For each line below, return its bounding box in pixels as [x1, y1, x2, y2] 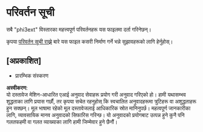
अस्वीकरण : [6, 84, 29, 91]
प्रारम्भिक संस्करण [15, 72, 49, 79]
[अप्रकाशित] [6, 56, 41, 66]
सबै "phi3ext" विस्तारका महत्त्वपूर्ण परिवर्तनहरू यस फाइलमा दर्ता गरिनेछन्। [6, 25, 152, 33]
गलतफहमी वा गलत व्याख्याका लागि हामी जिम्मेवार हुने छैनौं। [6, 118, 118, 125]
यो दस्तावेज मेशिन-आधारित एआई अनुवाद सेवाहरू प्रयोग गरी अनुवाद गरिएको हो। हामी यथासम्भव [6, 91, 187, 98]
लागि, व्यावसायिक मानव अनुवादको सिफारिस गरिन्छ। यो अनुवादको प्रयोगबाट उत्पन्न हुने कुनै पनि [6, 111, 185, 119]
